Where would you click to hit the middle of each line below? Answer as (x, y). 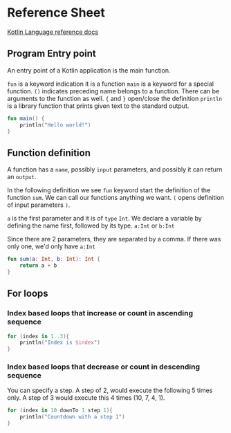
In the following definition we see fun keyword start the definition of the (109, 190)
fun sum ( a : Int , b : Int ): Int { (54, 259)
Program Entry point (52, 54)
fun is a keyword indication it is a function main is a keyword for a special (111, 84)
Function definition (49, 153)
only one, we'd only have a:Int (51, 246)
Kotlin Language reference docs (53, 32)
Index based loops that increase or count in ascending (100, 313)
